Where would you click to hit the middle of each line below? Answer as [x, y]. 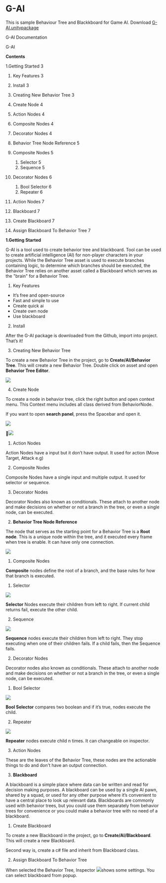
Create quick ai [28, 306]
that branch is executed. [30, 575]
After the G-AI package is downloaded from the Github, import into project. [82, 335]
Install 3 [21, 85]
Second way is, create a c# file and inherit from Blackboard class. [72, 850]
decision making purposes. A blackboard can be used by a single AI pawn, [82, 790]
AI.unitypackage [22, 27]
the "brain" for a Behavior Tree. [38, 276]
